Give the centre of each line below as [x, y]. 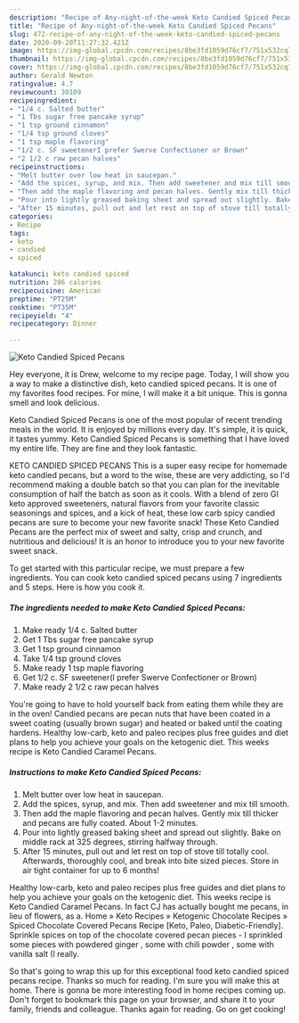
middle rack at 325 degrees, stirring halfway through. [120, 842]
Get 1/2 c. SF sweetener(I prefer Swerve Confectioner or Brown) [140, 678]
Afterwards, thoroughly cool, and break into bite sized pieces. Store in [150, 861]
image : [21, 51]
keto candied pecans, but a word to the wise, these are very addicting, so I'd [149, 475]
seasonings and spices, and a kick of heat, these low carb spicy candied [142, 513]
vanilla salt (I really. [44, 954]
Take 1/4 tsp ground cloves [72, 659]
